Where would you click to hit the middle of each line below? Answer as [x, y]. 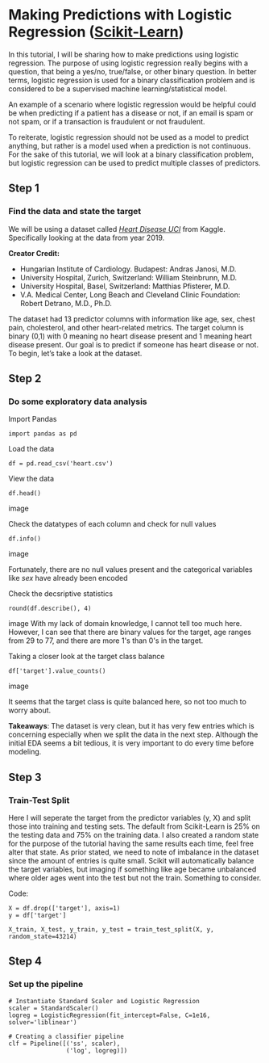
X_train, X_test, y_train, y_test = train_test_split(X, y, [112, 930]
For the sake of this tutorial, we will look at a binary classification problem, [131, 154]
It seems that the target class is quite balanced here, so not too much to [128, 702]
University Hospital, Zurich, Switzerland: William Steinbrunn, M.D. [128, 277]
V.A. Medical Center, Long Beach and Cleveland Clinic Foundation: [130, 294]
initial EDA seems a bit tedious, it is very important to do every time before [131, 743]
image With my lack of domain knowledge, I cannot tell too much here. [125, 624]
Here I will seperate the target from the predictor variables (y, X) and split [130, 818]
